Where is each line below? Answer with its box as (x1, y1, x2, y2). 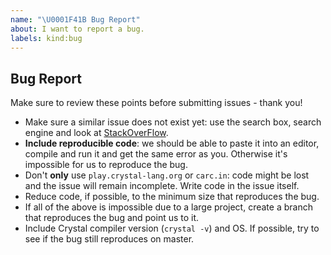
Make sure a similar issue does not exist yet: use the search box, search (24, 116, 322, 128)
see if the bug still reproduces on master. (24, 233, 195, 245)
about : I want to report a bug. (10, 24, 145, 34)
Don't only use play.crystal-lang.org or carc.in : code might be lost (24, 169, 310, 181)
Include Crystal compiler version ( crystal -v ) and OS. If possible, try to (24, 222, 320, 235)
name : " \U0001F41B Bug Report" (10, 14, 141, 25)
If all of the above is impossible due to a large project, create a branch (24, 201, 313, 213)
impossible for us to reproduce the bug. (24, 159, 188, 171)
